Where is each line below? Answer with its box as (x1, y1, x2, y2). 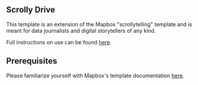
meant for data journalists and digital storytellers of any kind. (6, 27, 156, 34)
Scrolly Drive (6, 5, 56, 15)
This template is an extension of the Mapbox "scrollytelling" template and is (6, 20, 193, 28)
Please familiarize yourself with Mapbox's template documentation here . (6, 72, 184, 79)
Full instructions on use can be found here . (6, 38, 112, 45)
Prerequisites (6, 56, 57, 66)
